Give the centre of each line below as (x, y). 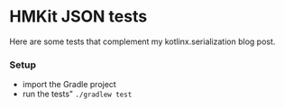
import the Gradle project (69, 85)
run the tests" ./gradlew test (77, 94)
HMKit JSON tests (78, 17)
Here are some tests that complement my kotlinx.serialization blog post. (142, 41)
